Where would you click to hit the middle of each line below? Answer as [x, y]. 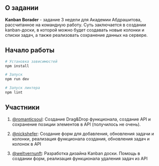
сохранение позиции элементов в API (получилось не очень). [76, 124]
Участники [22, 108]
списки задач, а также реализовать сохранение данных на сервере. [76, 35]
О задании [22, 8]
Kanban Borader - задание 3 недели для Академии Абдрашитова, [73, 19]
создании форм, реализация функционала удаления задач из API [80, 158]
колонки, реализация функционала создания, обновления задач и [81, 139]
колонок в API [26, 144]
